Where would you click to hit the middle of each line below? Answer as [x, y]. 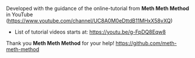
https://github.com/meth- [146, 43]
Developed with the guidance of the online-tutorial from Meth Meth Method [97, 8]
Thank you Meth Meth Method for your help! [60, 43]
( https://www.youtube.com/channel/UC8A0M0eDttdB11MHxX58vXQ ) [89, 21]
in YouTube [20, 14]
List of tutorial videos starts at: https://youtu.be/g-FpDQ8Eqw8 [90, 32]
